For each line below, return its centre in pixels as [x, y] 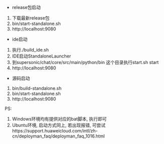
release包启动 [26, 7]
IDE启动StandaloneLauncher [42, 56]
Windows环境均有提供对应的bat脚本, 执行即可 [59, 119]
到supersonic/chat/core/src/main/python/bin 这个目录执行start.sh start [85, 62]
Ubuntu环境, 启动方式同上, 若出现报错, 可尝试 [59, 125]
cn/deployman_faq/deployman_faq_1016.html [58, 136]
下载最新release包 [31, 18]
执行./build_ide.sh [30, 50]
